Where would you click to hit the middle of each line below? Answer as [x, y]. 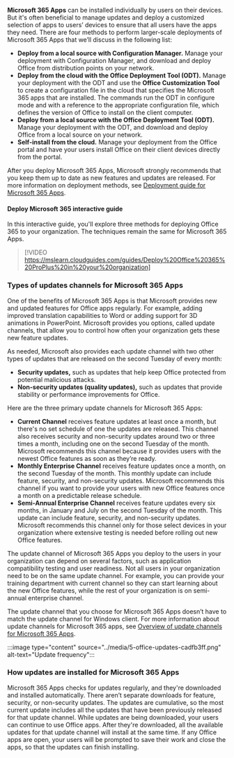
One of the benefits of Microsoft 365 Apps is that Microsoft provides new [112, 301]
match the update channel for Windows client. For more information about [113, 619]
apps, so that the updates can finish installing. [73, 747]
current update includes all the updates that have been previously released [115, 710]
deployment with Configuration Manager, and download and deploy [114, 61]
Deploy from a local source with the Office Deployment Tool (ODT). [116, 120]
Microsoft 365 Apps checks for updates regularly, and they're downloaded [114, 688]
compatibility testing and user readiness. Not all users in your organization [114, 568]
